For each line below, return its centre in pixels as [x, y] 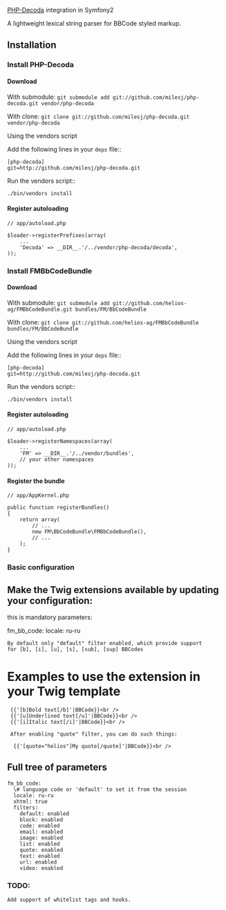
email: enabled [41, 832]
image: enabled [41, 838]
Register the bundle [36, 481]
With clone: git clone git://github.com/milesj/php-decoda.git [98, 116]
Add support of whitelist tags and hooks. [69, 900]
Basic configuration [41, 567]
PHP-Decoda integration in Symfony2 [60, 10]
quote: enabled [41, 850]
